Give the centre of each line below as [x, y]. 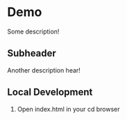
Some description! [33, 31]
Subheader [32, 53]
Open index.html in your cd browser [68, 109]
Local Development [50, 92]
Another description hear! [44, 70]
